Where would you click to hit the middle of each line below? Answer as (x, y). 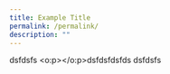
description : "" (40, 34)
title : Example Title (50, 18)
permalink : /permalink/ (54, 26)
